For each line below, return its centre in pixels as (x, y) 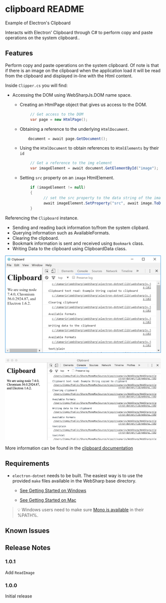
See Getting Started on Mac (48, 500)
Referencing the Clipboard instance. (42, 218)
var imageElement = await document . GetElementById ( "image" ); (95, 168)
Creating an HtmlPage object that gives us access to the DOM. (83, 105)
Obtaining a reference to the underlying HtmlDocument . (74, 129)
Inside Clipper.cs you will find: (37, 85)
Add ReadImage (20, 572)
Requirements (27, 464)
